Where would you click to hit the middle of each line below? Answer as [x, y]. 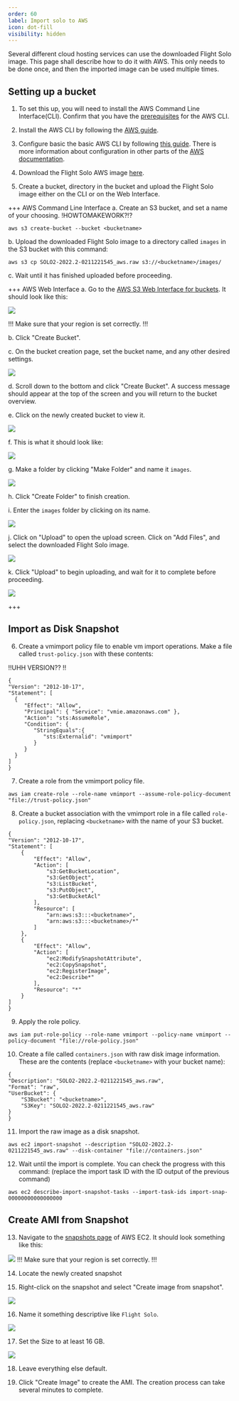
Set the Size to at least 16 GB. [62, 1341]
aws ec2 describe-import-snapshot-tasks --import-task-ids [97, 1192]
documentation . [41, 159]
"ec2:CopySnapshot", [76, 965]
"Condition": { [47, 724]
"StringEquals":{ [59, 730]
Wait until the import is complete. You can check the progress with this [122, 1163]
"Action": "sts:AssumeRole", [67, 718]
